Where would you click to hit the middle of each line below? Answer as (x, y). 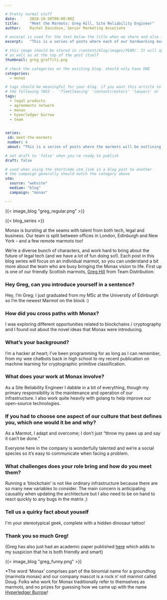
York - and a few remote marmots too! (44, 241)
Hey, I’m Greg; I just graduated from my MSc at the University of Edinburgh (82, 295)
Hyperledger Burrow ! (27, 592)
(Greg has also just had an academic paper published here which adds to (80, 547)
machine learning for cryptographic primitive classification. (66, 364)
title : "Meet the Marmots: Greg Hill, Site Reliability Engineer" (80, 23)
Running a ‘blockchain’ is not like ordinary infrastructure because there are (82, 483)
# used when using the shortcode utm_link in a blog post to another (79, 170)
